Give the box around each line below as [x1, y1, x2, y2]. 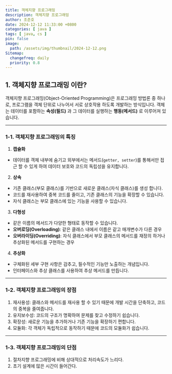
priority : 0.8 [10, 60, 40, 65]
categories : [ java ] [5, 27, 52, 32]
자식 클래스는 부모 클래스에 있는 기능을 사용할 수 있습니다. [12, 198, 128, 204]
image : [5, 41, 19, 46]
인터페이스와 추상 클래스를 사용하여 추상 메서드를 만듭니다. [12, 268, 130, 274]
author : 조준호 [5, 17, 35, 22]
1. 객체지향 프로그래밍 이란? [5, 80, 87, 89]
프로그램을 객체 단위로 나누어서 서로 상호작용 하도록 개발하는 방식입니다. [12, 101, 156, 108]
